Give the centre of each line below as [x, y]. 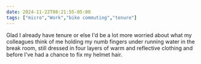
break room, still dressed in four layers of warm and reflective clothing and [100, 48]
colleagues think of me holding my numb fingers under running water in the [101, 41]
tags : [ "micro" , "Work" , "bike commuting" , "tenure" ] [72, 18]
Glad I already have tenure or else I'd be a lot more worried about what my [99, 35]
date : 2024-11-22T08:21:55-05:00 [49, 12]
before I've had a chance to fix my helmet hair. [64, 54]
